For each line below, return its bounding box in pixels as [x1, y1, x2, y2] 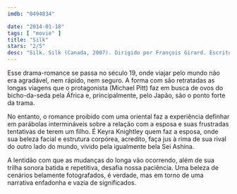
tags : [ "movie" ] [7, 30, 61, 37]
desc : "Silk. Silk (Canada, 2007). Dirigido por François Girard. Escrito [7, 49, 232, 56]
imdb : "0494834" [7, 10, 55, 18]
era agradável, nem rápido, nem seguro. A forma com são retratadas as [7, 76, 215, 85]
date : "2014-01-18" [7, 23, 65, 30]
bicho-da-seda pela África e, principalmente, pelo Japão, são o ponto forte [7, 91, 226, 99]
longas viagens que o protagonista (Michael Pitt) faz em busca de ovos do [7, 84, 224, 92]
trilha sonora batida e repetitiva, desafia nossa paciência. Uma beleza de [7, 164, 219, 171]
